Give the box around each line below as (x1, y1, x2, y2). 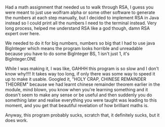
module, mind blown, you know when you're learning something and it (5, 87, 148, 92)
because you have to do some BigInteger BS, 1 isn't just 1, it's (5, 51, 130, 57)
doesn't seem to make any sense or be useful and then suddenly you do (5, 92, 152, 98)
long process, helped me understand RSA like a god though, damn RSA (5, 25, 150, 31)
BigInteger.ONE (5, 56, 37, 62)
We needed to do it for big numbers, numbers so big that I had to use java (5, 40, 155, 46)
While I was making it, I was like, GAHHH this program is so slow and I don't (5, 65, 159, 71)
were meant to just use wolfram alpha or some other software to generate (5, 9, 156, 15)
